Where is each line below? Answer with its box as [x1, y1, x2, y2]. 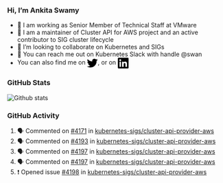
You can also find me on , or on [16, 58, 117, 66]
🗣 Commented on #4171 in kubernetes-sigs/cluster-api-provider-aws [16, 126, 215, 135]
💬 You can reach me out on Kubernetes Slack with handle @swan [16, 50, 202, 58]
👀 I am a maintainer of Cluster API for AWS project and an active [16, 28, 199, 36]
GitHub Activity [7, 110, 60, 120]
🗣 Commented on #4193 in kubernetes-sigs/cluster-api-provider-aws [16, 136, 216, 145]
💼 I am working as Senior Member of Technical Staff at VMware [16, 21, 197, 29]
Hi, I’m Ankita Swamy [7, 5, 80, 15]
